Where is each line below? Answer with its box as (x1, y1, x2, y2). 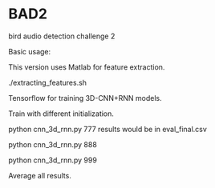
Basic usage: (8, 46, 51, 56)
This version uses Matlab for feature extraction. (8, 62, 165, 72)
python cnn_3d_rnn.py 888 (8, 139, 98, 149)
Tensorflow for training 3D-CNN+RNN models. (8, 93, 162, 102)
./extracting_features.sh (8, 78, 87, 87)
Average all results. (8, 170, 72, 180)
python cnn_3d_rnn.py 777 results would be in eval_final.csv (8, 124, 207, 134)
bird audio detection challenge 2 (8, 31, 116, 41)
